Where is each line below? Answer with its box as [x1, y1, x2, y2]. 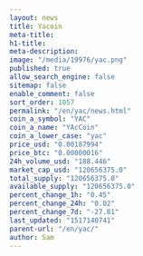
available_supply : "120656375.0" [9, 182, 136, 192]
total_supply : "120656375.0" [9, 173, 119, 182]
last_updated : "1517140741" [9, 215, 116, 225]
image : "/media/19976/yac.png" [9, 55, 128, 64]
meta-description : [9, 47, 79, 56]
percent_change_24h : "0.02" [9, 199, 116, 209]
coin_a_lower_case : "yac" [9, 132, 107, 141]
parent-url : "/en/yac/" [9, 224, 100, 233]
